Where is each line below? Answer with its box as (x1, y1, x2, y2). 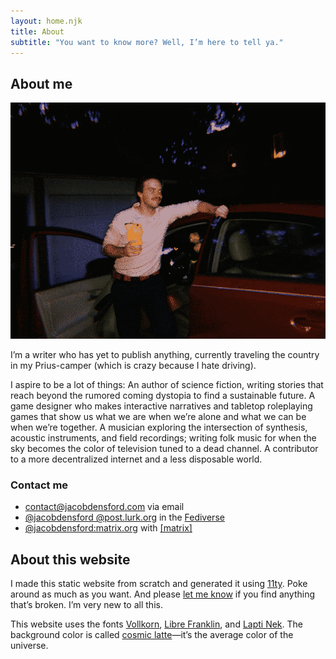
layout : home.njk (10, 16, 83, 26)
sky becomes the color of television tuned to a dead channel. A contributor (10, 443, 319, 455)
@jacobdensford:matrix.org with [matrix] (24, 522, 193, 534)
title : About (10, 26, 65, 37)
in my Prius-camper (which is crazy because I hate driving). (10, 360, 257, 372)
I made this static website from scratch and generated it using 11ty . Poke (10, 578, 308, 590)
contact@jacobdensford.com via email (24, 501, 185, 513)
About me (10, 75, 73, 92)
